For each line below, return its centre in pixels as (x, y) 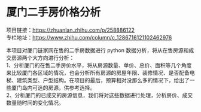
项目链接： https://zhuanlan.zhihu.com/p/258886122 (71, 30)
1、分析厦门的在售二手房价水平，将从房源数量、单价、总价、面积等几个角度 (99, 65)
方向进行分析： (56, 57)
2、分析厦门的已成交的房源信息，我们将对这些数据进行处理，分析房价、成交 (100, 95)
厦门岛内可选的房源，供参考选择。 (53, 87)
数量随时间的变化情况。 (35, 102)
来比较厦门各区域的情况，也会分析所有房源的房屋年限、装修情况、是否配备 (98, 72)
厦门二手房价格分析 (54, 12)
